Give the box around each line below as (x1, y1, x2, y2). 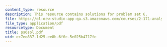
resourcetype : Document (5, 25, 55, 30)
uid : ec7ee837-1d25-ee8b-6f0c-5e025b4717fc (5, 35, 97, 40)
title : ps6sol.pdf (5, 30, 43, 35)
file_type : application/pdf (5, 21, 64, 26)
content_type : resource (5, 7, 55, 12)
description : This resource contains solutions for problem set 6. (5, 12, 148, 17)
